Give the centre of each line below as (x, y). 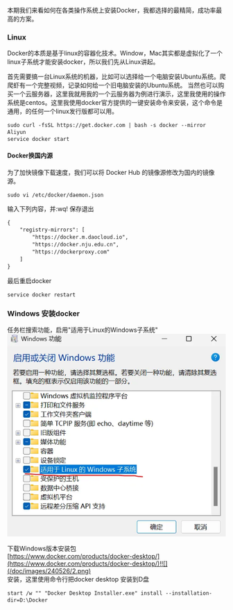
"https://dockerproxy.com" (71, 252)
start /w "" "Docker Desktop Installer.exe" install (85, 593)
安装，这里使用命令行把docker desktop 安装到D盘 (78, 579)
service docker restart (42, 295)
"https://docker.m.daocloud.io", (80, 237)
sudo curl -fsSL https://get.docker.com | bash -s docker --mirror (107, 126)
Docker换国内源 (30, 155)
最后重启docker (29, 280)
